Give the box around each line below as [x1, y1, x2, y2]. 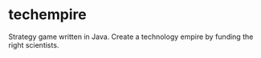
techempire [8, 6, 87, 24]
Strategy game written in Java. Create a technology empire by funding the [8, 32, 254, 41]
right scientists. [8, 40, 59, 49]
